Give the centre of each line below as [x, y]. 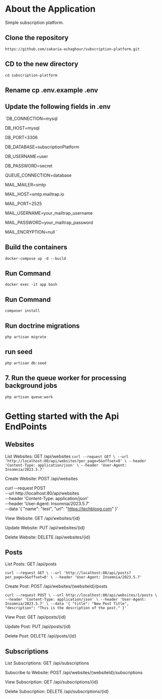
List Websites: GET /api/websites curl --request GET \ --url [67, 456]
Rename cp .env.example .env [52, 90]
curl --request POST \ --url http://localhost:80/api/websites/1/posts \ [81, 595]
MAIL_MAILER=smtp [25, 184]
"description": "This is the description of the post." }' [66, 608]
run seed [19, 352]
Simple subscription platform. [34, 22]
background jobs [31, 386]
